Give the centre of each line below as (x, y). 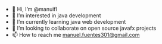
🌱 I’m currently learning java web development (69, 22)
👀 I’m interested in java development (56, 15)
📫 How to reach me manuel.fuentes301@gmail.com (76, 35)
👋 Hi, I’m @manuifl (35, 9)
